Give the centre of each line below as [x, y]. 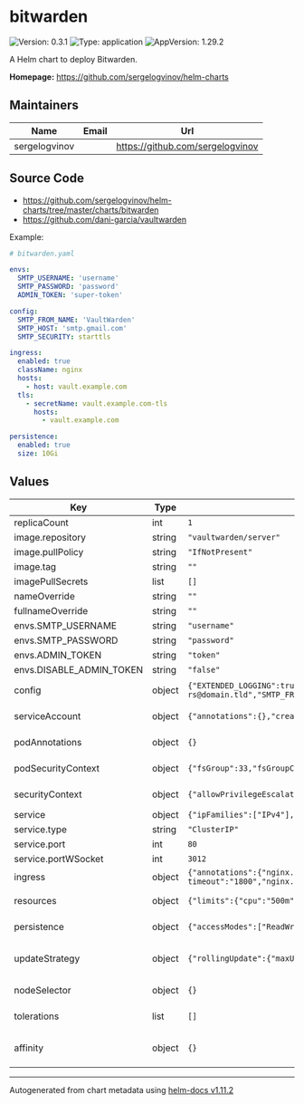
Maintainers [44, 106]
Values [29, 482]
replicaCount [42, 523]
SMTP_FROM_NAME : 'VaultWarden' [76, 320]
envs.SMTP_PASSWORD [66, 640]
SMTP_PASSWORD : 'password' [68, 287]
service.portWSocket [59, 859]
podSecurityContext [57, 768]
